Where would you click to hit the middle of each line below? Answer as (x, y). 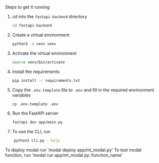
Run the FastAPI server (35, 113)
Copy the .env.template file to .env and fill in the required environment (83, 90)
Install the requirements (36, 71)
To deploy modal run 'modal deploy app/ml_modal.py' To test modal (73, 150)
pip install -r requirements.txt (46, 80)
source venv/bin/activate (38, 62)
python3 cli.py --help (37, 141)
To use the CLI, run (31, 132)
